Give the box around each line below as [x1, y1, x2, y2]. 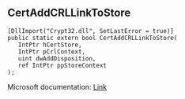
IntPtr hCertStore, [17, 41, 82, 49]
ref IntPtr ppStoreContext [17, 61, 108, 69]
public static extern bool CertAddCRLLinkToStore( [7, 34, 178, 42]
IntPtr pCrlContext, [17, 47, 86, 56]
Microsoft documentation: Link [7, 82, 108, 91]
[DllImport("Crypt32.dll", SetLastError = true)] [7, 27, 175, 35]
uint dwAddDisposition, [17, 54, 96, 62]
